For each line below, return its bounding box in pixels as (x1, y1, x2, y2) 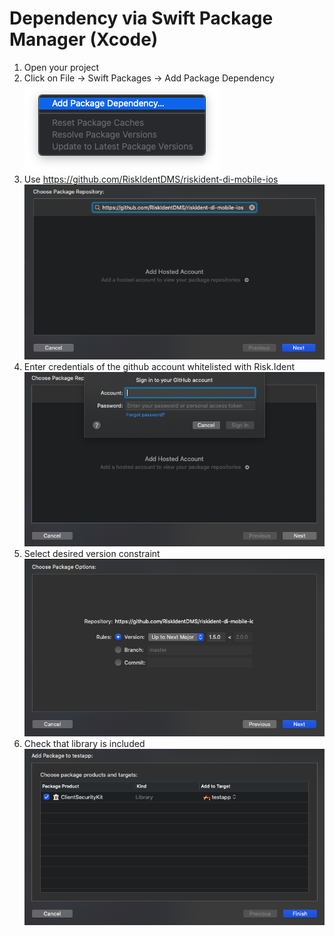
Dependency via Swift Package (9, 7, 274, 30)
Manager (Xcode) (9, 28, 159, 51)
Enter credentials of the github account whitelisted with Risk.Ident (23, 361, 295, 373)
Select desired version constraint (23, 547, 161, 559)
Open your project (23, 61, 100, 73)
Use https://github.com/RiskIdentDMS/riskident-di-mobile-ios (23, 173, 279, 185)
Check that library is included (23, 737, 146, 749)
